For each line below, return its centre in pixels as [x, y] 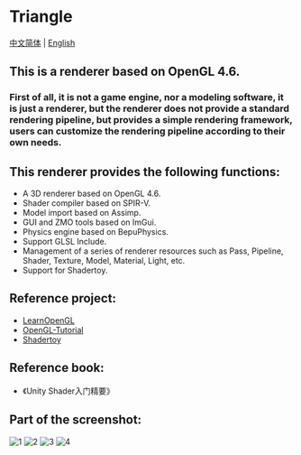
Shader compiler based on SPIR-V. [87, 203]
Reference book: [57, 368]
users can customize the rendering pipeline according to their [147, 131]
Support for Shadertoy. [65, 270]
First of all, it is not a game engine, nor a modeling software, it [146, 97]
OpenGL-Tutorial [53, 330]
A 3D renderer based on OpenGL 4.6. [91, 194]
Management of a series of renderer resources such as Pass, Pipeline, [153, 251]
